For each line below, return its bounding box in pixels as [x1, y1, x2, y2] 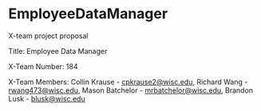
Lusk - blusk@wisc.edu [8, 94, 85, 103]
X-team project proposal [8, 31, 89, 40]
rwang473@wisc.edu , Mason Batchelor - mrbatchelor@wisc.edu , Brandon [8, 85, 254, 95]
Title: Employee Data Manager [8, 46, 108, 55]
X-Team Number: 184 [8, 61, 78, 71]
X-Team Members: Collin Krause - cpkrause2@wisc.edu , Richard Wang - [8, 77, 248, 86]
